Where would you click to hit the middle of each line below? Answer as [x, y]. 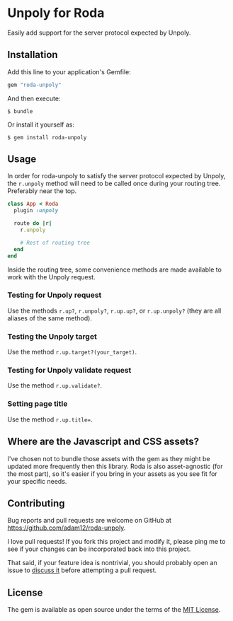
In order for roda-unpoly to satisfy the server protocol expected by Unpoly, [116, 176]
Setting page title [38, 404]
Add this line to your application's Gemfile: [69, 71]
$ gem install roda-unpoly [47, 137]
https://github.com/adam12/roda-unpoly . [67, 528]
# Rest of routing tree [55, 243]
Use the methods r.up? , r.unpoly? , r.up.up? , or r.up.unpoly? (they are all [114, 310]
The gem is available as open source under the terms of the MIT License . [114, 610]
